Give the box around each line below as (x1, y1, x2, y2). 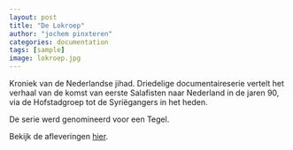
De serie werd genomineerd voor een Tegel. (9, 114, 170, 124)
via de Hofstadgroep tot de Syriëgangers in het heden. (9, 97, 208, 107)
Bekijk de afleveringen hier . (9, 131, 109, 141)
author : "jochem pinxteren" (9, 29, 113, 38)
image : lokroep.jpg (9, 54, 81, 63)
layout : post (9, 12, 58, 22)
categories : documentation (9, 37, 109, 47)
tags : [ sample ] (9, 46, 66, 55)
